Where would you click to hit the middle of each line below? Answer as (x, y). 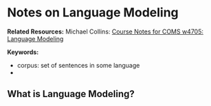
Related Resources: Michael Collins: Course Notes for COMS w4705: (105, 31)
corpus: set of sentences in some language (78, 65)
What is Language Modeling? (71, 94)
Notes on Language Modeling (93, 13)
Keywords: (23, 52)
